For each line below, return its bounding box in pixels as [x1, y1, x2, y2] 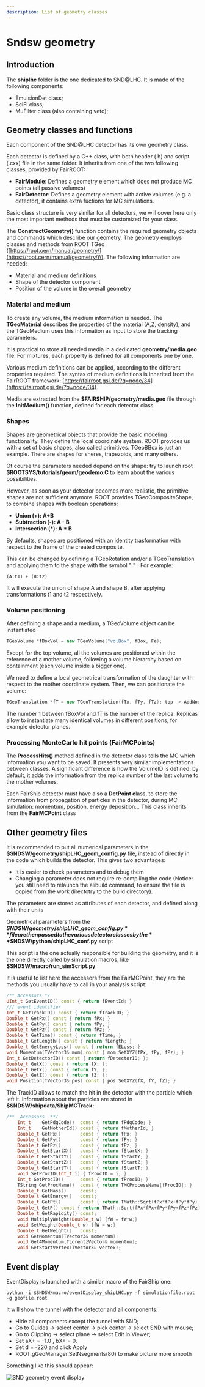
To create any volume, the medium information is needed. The [6, 314, 163, 321]
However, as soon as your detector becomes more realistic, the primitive [6, 487, 189, 494]
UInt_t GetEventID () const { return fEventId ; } [6, 998, 132, 1005]
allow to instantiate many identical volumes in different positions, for [6, 716, 178, 724]
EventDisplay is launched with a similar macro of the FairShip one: [6, 1278, 172, 1285]
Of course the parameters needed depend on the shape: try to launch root [6, 463, 193, 470]
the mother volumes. [6, 778, 59, 786]
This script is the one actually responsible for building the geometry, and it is [6, 950, 199, 957]
